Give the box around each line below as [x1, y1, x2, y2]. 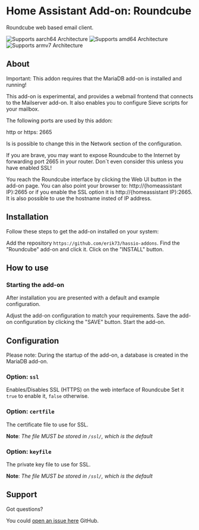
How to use [6, 263, 49, 273]
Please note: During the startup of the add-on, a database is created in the [6, 351, 188, 358]
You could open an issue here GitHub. [6, 517, 99, 524]
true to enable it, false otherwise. [6, 392, 89, 400]
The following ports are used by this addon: [6, 117, 113, 124]
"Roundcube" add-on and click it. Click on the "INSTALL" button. [6, 245, 165, 252]
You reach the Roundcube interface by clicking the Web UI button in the [6, 176, 182, 183]
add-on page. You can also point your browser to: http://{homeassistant [6, 182, 182, 189]
